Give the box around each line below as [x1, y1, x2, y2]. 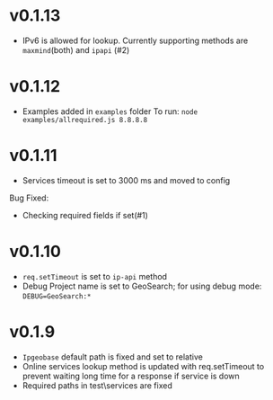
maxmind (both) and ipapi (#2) [22, 44, 130, 55]
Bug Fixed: [9, 192, 49, 203]
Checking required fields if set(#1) [22, 209, 148, 220]
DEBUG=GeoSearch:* [22, 291, 92, 301]
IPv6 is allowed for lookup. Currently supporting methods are [22, 35, 249, 46]
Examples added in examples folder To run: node [22, 105, 198, 117]
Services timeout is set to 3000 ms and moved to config [22, 174, 231, 185]
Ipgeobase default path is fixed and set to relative [22, 351, 204, 362]
